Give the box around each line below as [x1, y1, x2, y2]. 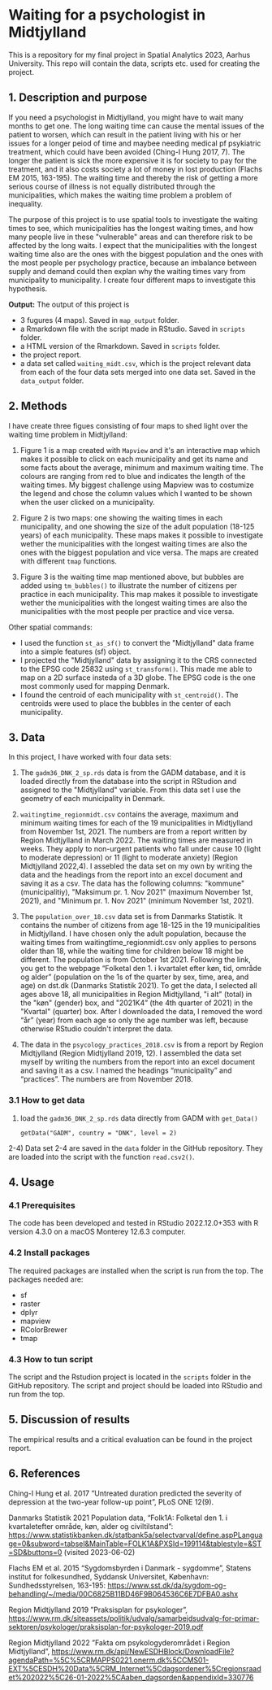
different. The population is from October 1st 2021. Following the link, [19, 955, 251, 965]
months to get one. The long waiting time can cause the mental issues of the [8, 120, 265, 131]
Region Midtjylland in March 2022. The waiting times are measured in [19, 835, 253, 845]
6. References [8, 1466, 81, 1481]
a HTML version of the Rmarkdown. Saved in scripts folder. [19, 341, 221, 351]
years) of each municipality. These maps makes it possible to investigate [19, 530, 264, 540]
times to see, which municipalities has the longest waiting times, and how [8, 223, 254, 233]
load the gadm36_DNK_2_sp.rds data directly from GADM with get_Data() [19, 1113, 258, 1123]
